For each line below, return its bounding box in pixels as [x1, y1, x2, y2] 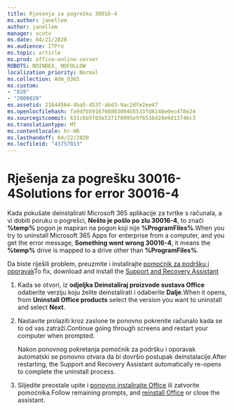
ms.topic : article [7, 50, 61, 57]
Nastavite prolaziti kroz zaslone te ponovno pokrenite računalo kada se [17, 317, 223, 325]
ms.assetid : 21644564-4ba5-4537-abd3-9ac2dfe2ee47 [7, 102, 158, 109]
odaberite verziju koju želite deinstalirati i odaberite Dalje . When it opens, [17, 288, 227, 296]
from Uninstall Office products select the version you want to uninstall [17, 296, 222, 304]
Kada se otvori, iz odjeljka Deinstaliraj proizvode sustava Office [17, 281, 205, 289]
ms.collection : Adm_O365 [7, 75, 80, 83]
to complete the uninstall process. [17, 367, 116, 376]
